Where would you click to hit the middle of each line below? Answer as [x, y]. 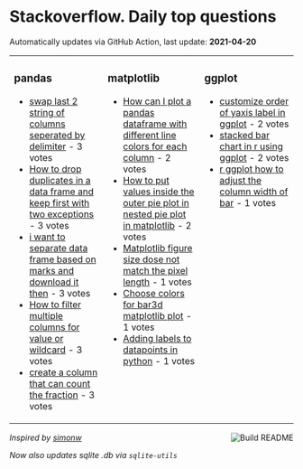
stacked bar [245, 135]
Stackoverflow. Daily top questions [143, 17]
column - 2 [147, 157]
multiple [46, 315]
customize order [254, 101]
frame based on [63, 259]
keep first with [60, 202]
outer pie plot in [156, 202]
